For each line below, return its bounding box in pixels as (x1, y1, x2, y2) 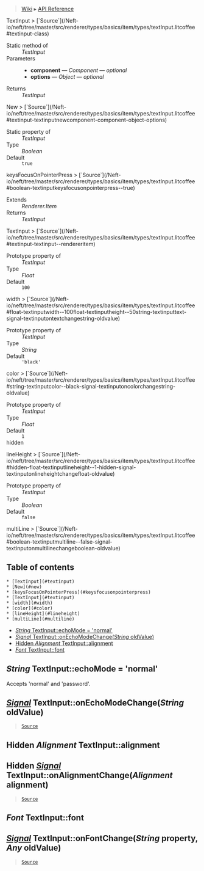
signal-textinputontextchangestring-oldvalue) (6, 315, 121, 322)
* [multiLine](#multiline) (6, 616, 75, 622)
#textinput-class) (6, 30, 50, 37)
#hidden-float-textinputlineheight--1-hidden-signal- (6, 464, 136, 471)
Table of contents (6, 562, 74, 573)
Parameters (6, 55, 35, 62)
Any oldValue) (6, 843, 62, 853)
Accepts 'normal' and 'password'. (6, 680, 91, 687)
